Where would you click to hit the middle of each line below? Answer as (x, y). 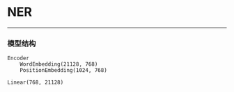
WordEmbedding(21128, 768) (59, 64)
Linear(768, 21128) (36, 83)
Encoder (18, 58)
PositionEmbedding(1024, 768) (64, 71)
